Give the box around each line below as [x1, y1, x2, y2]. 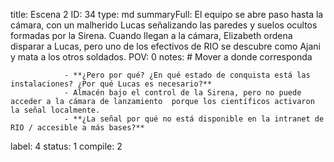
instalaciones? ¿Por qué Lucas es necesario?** [10, 79, 213, 89]
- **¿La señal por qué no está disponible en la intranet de [63, 114, 325, 124]
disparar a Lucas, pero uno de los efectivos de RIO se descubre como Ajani [10, 40, 322, 52]
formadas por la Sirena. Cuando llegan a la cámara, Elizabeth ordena [10, 30, 293, 41]
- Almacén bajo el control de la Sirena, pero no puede [63, 88, 302, 98]
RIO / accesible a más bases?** [10, 123, 145, 133]
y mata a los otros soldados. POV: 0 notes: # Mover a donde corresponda [10, 51, 313, 63]
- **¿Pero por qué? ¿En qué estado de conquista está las [63, 70, 311, 80]
